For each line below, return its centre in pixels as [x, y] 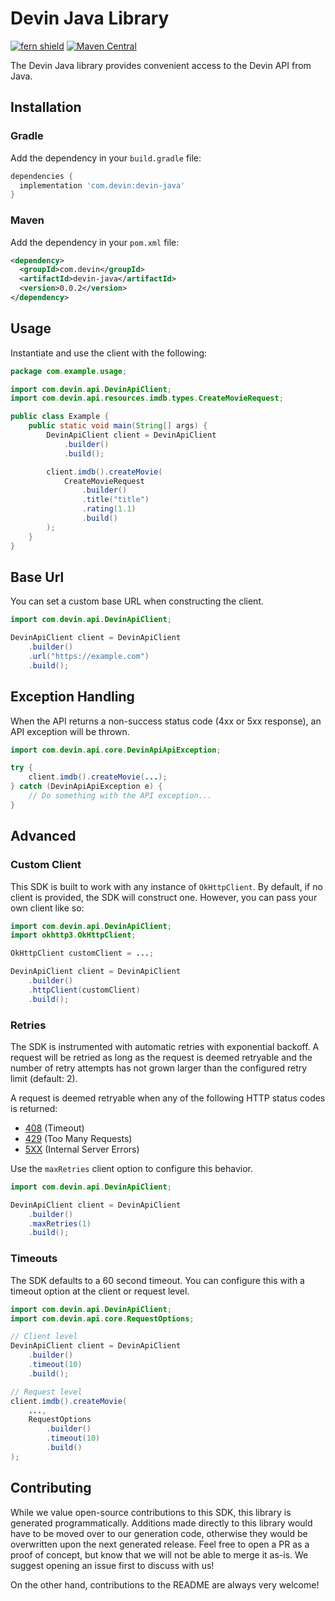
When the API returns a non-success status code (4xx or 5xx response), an [166, 721]
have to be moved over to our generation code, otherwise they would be [159, 1533]
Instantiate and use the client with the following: [109, 353]
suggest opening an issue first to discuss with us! [112, 1565]
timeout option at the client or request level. [100, 1291]
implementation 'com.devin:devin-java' [102, 185]
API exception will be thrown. [70, 731]
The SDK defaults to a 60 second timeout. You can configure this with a [157, 1280]
